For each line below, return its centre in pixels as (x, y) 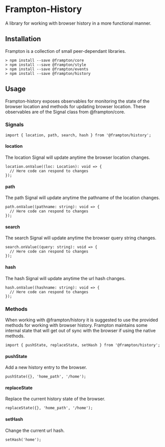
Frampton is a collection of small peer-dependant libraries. (66, 51)
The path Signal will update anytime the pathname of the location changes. (83, 198)
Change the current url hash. (35, 430)
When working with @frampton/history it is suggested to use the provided (81, 320)
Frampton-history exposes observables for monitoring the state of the (77, 101)
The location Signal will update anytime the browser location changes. (78, 157)
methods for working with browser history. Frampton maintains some (76, 325)
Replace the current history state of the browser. (55, 399)
